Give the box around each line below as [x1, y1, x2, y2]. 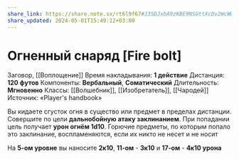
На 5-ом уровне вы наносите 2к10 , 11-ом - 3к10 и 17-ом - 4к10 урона [7, 143, 222, 153]
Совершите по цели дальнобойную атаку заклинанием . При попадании [7, 115, 230, 124]
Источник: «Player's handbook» [7, 94, 102, 102]
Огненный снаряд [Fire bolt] [7, 48, 182, 64]
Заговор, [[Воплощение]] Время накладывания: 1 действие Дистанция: [7, 71, 225, 79]
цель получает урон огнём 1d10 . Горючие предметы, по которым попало [7, 122, 231, 131]
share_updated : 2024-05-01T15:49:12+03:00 [7, 17, 135, 24]
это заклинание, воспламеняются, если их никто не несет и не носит [7, 130, 218, 138]
